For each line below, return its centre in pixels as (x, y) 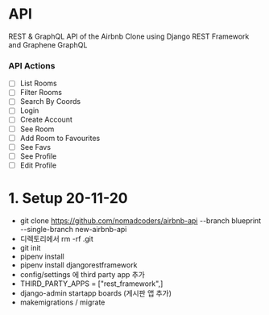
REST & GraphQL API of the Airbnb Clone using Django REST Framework (129, 36)
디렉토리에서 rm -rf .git (57, 238)
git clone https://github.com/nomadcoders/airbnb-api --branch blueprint (141, 220)
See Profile (38, 156)
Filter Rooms (41, 93)
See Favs (35, 147)
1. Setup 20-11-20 (68, 199)
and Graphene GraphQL (48, 44)
